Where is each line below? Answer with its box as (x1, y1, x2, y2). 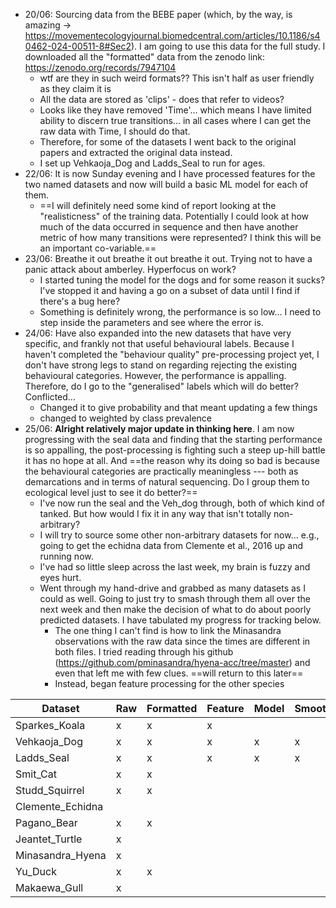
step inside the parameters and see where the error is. (39, 317, 264, 328)
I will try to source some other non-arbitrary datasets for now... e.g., (39, 529, 320, 541)
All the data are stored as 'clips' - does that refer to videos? (39, 94, 285, 105)
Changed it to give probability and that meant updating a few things (39, 402, 318, 413)
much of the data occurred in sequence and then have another (39, 221, 299, 233)
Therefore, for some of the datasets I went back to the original (39, 136, 297, 148)
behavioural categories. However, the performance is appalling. (24, 370, 287, 381)
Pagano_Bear (15, 816, 78, 829)
